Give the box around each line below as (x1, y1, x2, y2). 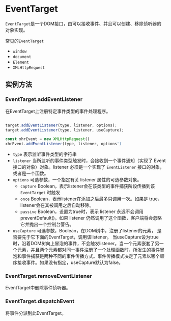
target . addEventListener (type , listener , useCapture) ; (5, 127, 124, 132)
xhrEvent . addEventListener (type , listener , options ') (5, 141, 122, 147)
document (12, 54, 32, 59)
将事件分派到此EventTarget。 (5, 310, 66, 316)
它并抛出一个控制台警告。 (20, 221, 74, 227)
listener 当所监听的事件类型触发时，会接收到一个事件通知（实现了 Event (12, 157, 166, 164)
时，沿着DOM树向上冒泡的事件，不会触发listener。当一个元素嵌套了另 (12, 240, 159, 247)
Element (12, 60, 29, 65)
